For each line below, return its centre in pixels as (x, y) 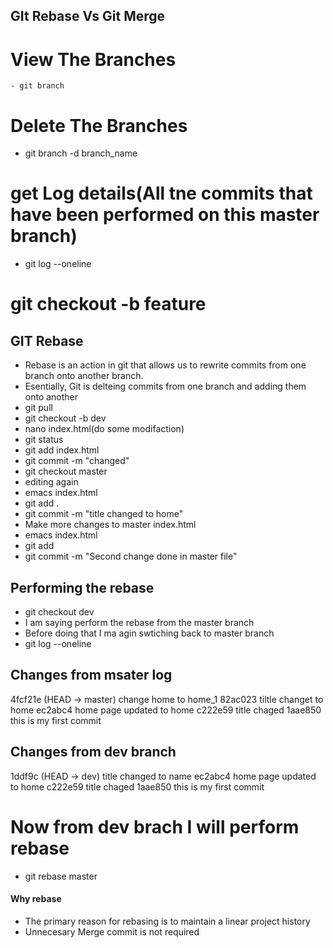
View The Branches (93, 59)
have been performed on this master (165, 215)
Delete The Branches (99, 125)
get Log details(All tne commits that (161, 193)
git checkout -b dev (65, 418)
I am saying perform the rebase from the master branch (139, 623)
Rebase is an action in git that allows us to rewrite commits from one (165, 365)
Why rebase (36, 899)
